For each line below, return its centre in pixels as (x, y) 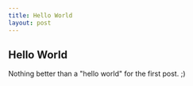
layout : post (30, 23)
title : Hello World (41, 15)
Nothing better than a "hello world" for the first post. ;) (97, 74)
